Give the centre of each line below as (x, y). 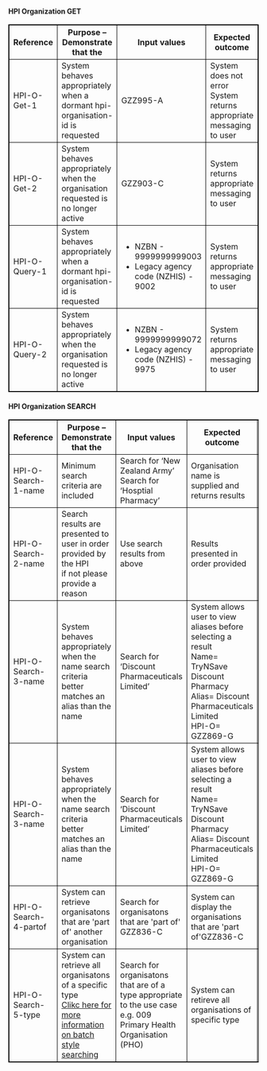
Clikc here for (86, 1005)
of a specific (84, 985)
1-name (29, 491)
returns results (218, 495)
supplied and (215, 486)
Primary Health (148, 1025)
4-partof (30, 927)
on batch (77, 1035)
